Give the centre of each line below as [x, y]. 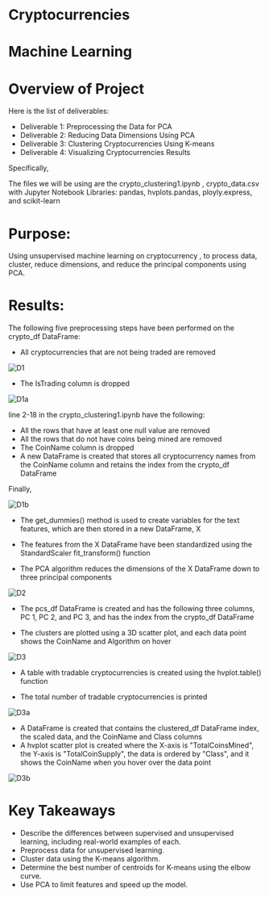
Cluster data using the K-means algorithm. [90, 859]
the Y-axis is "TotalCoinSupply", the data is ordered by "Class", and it [134, 754]
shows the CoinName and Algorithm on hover [95, 641]
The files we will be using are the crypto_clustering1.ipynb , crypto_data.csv [134, 184]
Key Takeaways [62, 811]
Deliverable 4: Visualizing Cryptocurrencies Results [105, 153]
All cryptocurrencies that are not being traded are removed [118, 352]
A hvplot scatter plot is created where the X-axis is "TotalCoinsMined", [137, 745]
